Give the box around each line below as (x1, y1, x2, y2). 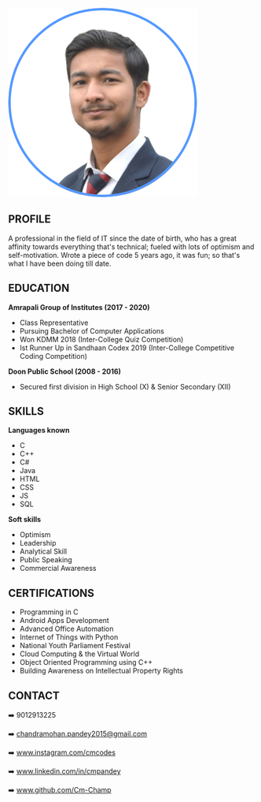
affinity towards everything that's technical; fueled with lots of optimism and (8, 241, 255, 252)
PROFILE (8, 213, 51, 226)
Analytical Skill (19, 546, 68, 556)
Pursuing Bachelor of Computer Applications (19, 326, 165, 335)
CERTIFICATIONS (8, 586, 94, 599)
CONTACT (8, 688, 61, 702)
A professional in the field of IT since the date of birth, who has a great (8, 233, 237, 243)
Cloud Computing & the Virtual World (19, 649, 140, 658)
